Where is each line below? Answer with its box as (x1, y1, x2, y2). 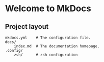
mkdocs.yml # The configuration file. (5, 35, 91, 40)
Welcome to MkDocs (5, 3, 92, 14)
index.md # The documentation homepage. (14, 44, 100, 49)
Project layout (5, 22, 49, 31)
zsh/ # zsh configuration (14, 52, 78, 57)
